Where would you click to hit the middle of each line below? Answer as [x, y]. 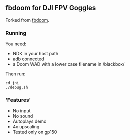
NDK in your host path [35, 54]
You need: [16, 44]
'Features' [18, 100]
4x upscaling [26, 127]
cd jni [12, 83]
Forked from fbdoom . [27, 20]
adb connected [28, 59]
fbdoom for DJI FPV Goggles [51, 8]
